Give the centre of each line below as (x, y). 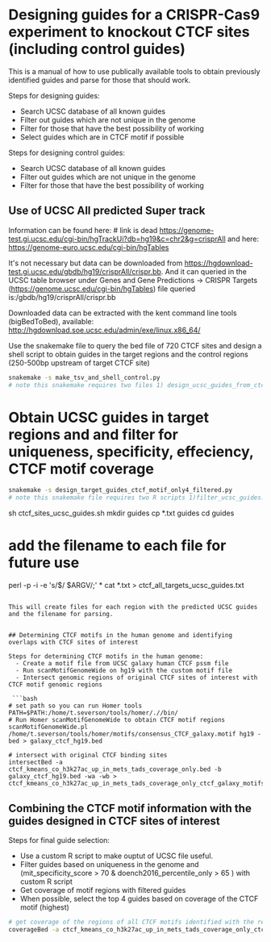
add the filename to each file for (117, 546)
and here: (243, 239)
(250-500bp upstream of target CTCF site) (79, 363)
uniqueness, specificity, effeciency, (131, 451)
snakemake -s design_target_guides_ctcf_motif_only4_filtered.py (120, 490)
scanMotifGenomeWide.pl (48, 727)
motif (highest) (45, 907)
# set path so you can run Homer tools (75, 706)
